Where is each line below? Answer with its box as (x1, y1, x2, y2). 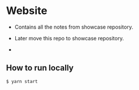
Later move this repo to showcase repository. (14, 34, 124, 41)
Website (6, 4, 48, 18)
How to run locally (6, 63, 74, 73)
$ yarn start (6, 78, 38, 84)
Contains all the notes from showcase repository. (14, 23, 134, 30)
